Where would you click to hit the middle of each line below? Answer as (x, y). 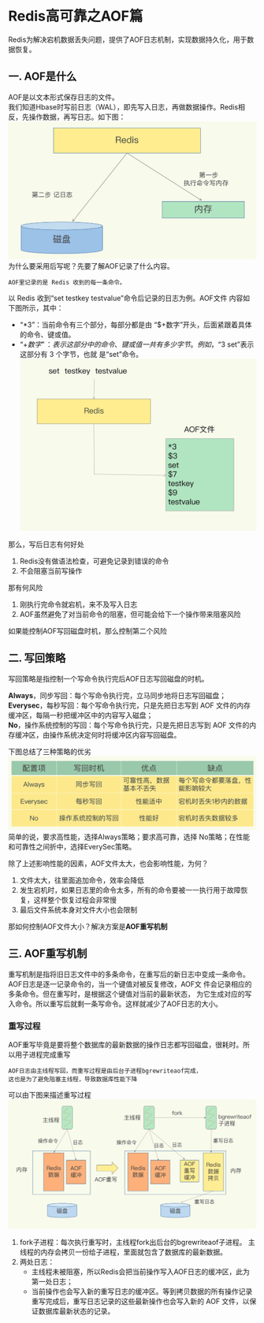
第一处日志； (52, 1282)
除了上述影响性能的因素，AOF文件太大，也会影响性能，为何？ (108, 863)
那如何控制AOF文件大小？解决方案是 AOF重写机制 (88, 926)
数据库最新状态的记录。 (76, 1311)
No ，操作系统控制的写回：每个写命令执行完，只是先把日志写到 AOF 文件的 (129, 725)
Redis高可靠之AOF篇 (76, 16)
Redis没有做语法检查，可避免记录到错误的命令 (94, 561)
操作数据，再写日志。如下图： (77, 117)
